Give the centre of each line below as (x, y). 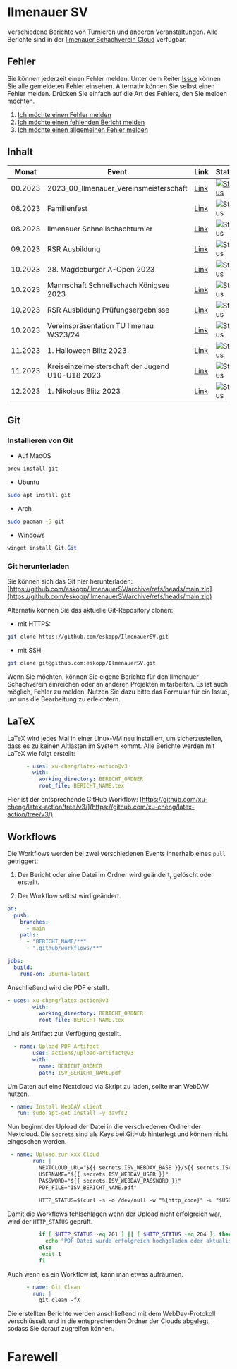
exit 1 (51, 1254)
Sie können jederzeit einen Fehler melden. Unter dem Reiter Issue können (114, 78)
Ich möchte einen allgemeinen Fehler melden (83, 129)
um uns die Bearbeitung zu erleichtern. (64, 699)
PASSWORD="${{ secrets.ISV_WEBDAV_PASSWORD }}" (110, 1181)
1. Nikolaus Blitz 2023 (84, 391)
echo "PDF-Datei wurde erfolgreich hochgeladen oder (124, 1241)
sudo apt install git (39, 495)
